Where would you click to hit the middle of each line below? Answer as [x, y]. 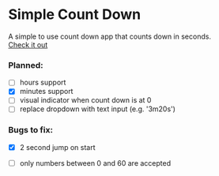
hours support [43, 82]
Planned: [26, 65]
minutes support [46, 92]
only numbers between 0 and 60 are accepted [95, 163]
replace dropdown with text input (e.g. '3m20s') [98, 109]
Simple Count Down [74, 15]
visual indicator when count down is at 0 [85, 100]
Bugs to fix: [31, 130]
